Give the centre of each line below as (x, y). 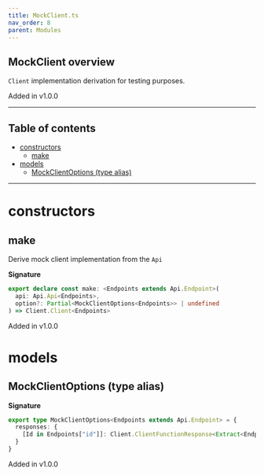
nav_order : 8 (29, 23)
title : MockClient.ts (44, 15)
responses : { (37, 427)
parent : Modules (35, 30)
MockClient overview (62, 62)
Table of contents (52, 128)
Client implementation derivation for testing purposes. (97, 81)
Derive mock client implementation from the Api (85, 259)
